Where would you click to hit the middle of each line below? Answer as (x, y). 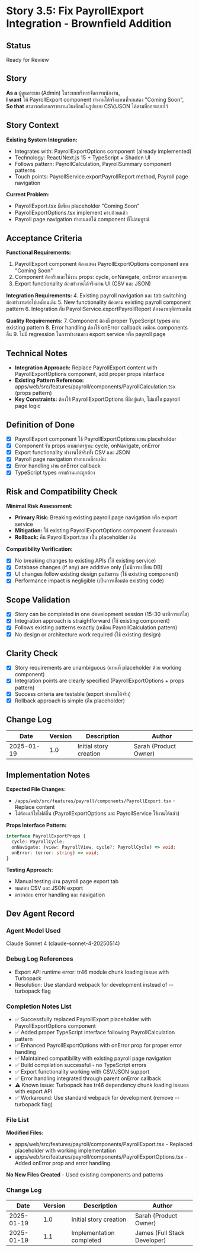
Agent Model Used (33, 930)
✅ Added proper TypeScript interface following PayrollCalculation (95, 1032)
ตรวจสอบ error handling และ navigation (60, 895)
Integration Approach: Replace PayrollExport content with (86, 368)
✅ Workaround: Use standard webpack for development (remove (94, 1097)
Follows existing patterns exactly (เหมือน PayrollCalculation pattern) (96, 627)
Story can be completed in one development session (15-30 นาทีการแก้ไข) (102, 614)
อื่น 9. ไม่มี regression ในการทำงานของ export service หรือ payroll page (86, 334)
